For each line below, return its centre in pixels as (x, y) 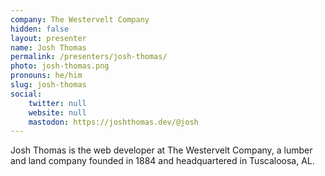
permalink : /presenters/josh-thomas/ (89, 57)
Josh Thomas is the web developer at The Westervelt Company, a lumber (161, 150)
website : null (57, 112)
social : (26, 94)
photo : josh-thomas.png (60, 66)
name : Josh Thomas (48, 47)
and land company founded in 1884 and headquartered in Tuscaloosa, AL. (162, 161)
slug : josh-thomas (48, 85)
